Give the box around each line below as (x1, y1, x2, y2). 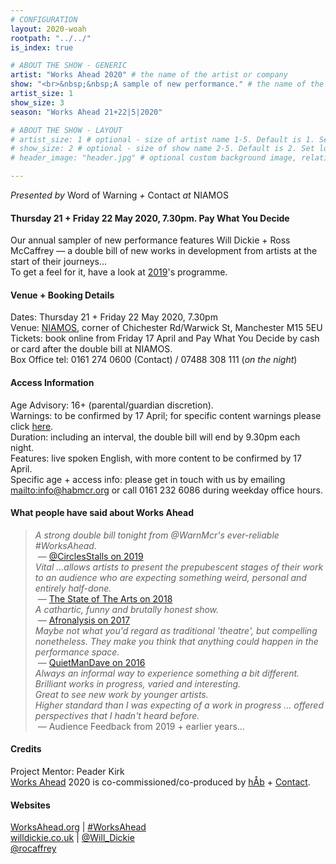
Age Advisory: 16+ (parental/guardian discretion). (10, 399, 214, 411)
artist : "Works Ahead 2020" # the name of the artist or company (10, 70, 288, 80)
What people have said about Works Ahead (10, 507, 195, 519)
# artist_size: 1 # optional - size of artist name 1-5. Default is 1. (10, 134, 315, 145)
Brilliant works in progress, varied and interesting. (34, 677, 242, 690)
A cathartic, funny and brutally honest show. (34, 603, 220, 615)
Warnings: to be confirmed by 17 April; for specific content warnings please (10, 409, 322, 421)
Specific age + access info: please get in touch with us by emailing (10, 473, 286, 485)
